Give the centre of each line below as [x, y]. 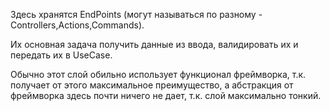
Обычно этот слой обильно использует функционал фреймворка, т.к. [158, 74]
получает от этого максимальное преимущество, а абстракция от [152, 85]
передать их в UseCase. [61, 55]
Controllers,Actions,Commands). [77, 25]
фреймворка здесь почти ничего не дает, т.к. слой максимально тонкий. [166, 95]
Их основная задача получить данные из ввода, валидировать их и [154, 44]
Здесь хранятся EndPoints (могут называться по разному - [136, 14]
